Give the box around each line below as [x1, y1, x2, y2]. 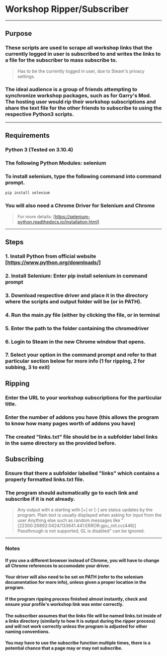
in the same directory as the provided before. [5, 439, 117, 446]
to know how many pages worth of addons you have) [5, 420, 136, 427]
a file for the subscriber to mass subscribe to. [5, 57, 118, 64]
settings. [17, 73, 36, 79]
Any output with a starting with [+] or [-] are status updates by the [17, 507, 153, 513]
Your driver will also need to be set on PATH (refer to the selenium [5, 574, 144, 580]
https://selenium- [54, 213, 90, 219]
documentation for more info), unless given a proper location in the [5, 579, 147, 585]
